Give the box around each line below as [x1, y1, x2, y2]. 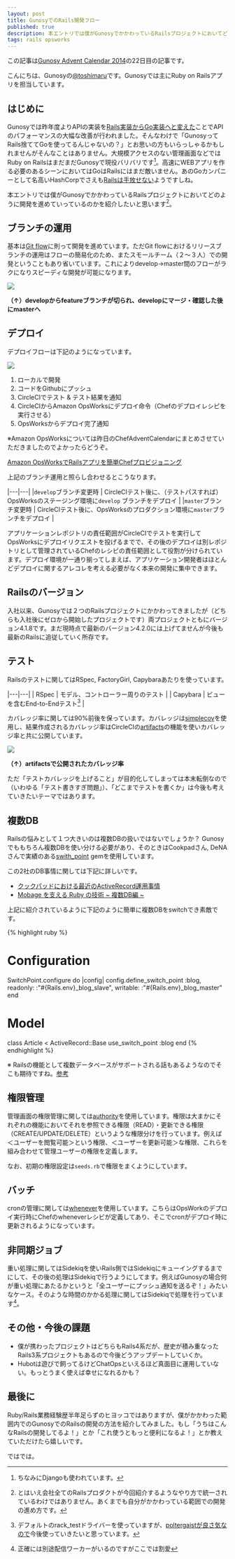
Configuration [7, 953, 91, 969]
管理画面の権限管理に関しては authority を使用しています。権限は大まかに [7, 1112, 216, 1120]
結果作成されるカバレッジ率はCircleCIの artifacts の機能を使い [25, 723, 201, 731]
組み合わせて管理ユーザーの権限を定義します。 [7, 1147, 142, 1155]
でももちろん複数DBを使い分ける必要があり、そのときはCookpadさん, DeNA [7, 843, 227, 851]
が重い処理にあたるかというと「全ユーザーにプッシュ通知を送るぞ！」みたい [7, 1281, 228, 1290]
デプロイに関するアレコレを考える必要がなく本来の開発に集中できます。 [13, 564, 222, 572]
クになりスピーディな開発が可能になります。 [7, 268, 135, 277]
